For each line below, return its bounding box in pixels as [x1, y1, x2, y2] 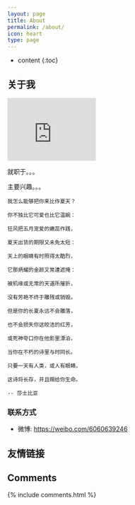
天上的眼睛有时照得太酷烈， [7, 253, 76, 260]
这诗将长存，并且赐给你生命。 [7, 376, 81, 383]
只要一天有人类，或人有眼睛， [7, 362, 81, 369]
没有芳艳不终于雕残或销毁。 [7, 294, 76, 301]
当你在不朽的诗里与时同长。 [7, 348, 76, 356]
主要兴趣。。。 [7, 182, 45, 191]
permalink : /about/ [7, 23, 65, 30]
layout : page [7, 10, 46, 18]
